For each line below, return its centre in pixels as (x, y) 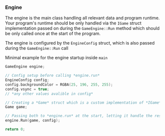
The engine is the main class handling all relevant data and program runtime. (82, 18)
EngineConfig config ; (27, 80)
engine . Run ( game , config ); (33, 121)
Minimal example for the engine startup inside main (56, 58)
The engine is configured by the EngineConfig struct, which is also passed (80, 43)
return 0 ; (15, 129)
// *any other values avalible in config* (49, 94)
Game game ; (16, 107)
